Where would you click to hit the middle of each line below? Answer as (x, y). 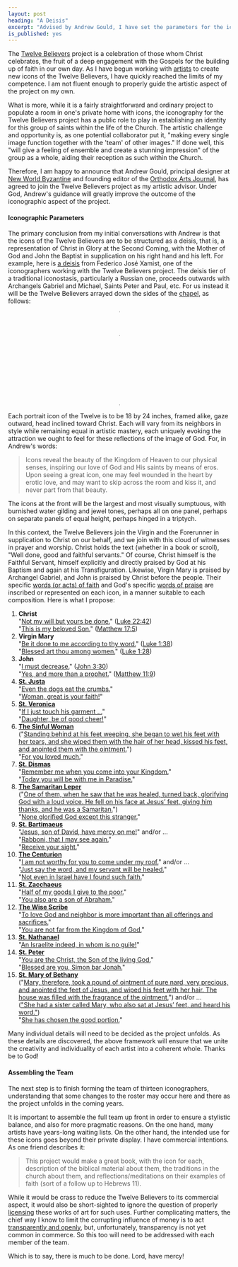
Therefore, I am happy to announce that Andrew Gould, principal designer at (119, 171)
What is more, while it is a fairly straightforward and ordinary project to (111, 105)
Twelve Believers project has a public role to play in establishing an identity (117, 120)
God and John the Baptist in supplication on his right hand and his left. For (116, 256)
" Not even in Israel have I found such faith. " (81, 877)
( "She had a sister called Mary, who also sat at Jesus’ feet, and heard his (124, 1005)
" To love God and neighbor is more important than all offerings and (115, 915)
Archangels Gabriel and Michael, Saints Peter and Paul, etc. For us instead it (118, 286)
